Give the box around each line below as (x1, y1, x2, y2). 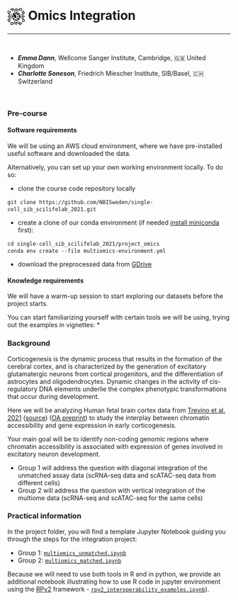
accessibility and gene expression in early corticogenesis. (7, 421, 177, 429)
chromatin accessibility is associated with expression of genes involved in (7, 442, 223, 451)
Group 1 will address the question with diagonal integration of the (17, 463, 208, 472)
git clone (7, 199, 37, 206)
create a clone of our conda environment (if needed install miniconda (17, 218, 220, 227)
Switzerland (17, 77, 53, 85)
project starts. (7, 300, 48, 308)
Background (7, 339, 51, 349)
